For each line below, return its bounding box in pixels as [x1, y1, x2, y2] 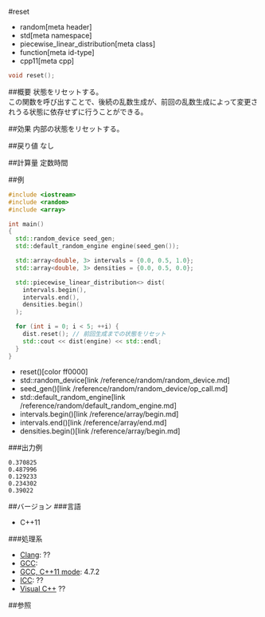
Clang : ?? [19, 550, 51, 560]
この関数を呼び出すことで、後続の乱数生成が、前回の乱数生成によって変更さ [8, 97, 259, 106]
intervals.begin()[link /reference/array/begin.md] [19, 409, 179, 418]
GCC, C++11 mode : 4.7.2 [19, 567, 100, 576]
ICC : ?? [19, 575, 44, 585]
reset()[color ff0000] [19, 366, 88, 376]
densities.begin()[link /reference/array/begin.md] [19, 426, 181, 436]
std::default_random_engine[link [19, 392, 126, 401]
